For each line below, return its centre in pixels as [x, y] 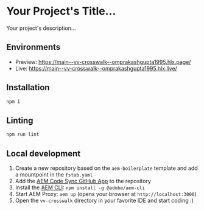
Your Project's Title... [61, 11]
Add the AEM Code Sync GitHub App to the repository [83, 181]
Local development [44, 153]
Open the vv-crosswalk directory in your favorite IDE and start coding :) [104, 200]
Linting [20, 120]
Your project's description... [41, 28]
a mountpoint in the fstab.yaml [54, 174]
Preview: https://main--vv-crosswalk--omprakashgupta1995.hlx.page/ [103, 61]
